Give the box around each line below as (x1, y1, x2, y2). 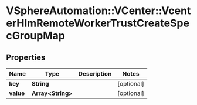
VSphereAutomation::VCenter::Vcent (6, 4, 191, 18)
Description (78, 70, 112, 77)
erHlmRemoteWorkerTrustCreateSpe (6, 16, 189, 30)
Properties (6, 52, 46, 62)
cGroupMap (6, 29, 66, 42)
